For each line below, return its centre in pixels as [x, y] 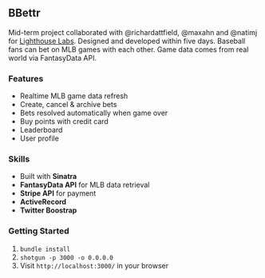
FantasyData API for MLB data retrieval [85, 185]
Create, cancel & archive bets [68, 105]
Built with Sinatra [48, 177]
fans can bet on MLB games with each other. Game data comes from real [129, 49]
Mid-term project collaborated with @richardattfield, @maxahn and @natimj [133, 32]
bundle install [45, 249]
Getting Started [39, 231]
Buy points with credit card [64, 121]
